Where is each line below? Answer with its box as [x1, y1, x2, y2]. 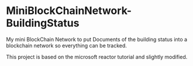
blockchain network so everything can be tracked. [6, 42, 127, 49]
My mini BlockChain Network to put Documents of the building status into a [6, 36, 188, 43]
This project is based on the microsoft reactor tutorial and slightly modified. [6, 53, 188, 60]
